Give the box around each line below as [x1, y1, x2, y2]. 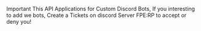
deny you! [6, 18, 32, 25]
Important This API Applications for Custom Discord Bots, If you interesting [6, 5, 195, 12]
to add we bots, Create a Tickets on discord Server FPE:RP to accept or [6, 12, 187, 19]
